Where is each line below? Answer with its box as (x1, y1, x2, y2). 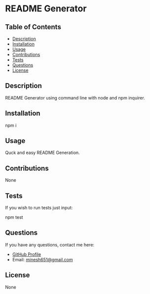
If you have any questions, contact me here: (5, 242, 95, 247)
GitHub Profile (12, 251, 41, 257)
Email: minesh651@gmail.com (12, 256, 73, 262)
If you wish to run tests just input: (5, 205, 73, 211)
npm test (5, 214, 23, 220)
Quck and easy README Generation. (5, 149, 80, 156)
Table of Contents (5, 23, 62, 31)
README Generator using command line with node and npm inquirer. (5, 95, 146, 100)
